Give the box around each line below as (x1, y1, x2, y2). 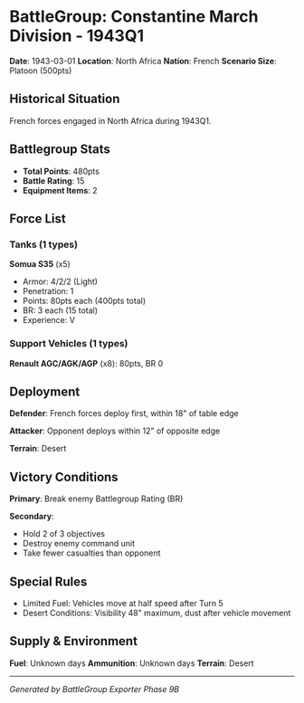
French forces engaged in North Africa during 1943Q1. (9, 115, 212, 126)
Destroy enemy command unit (22, 538, 136, 549)
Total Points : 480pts (22, 166, 100, 176)
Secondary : (9, 511, 54, 522)
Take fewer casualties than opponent (22, 547, 161, 558)
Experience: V (22, 315, 75, 326)
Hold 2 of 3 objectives (22, 528, 106, 539)
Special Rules (9, 574, 88, 589)
